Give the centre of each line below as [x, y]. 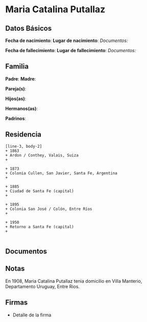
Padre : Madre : [21, 79]
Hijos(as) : [16, 99]
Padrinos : [16, 118]
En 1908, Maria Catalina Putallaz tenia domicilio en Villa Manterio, [74, 281]
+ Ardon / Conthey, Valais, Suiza [42, 155]
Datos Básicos [29, 28]
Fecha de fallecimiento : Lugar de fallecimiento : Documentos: [71, 50]
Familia [17, 67]
